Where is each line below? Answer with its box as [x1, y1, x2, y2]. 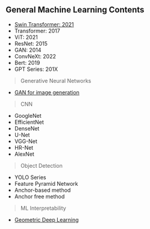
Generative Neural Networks [20, 77, 92, 84]
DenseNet [14, 124, 40, 132]
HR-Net [14, 144, 34, 151]
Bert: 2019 [14, 59, 40, 66]
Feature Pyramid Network [14, 180, 79, 187]
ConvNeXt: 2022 [14, 52, 57, 60]
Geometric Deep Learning [14, 216, 79, 223]
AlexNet [14, 150, 34, 157]
